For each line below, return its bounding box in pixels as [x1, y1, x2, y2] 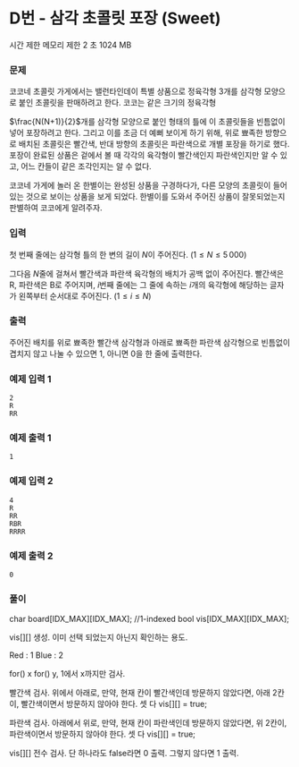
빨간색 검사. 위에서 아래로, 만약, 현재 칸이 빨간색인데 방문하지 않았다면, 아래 [9, 687, 270, 698]
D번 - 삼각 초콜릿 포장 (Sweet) [9, 8, 221, 29]
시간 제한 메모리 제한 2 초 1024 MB [9, 39, 132, 50]
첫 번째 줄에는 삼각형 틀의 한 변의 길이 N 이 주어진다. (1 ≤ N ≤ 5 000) [9, 249, 247, 260]
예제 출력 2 [9, 550, 54, 562]
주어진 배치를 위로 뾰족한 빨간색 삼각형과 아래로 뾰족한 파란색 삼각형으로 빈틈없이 [9, 337, 291, 347]
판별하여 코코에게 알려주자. [9, 202, 103, 213]
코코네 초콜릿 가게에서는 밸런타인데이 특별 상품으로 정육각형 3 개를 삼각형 [9, 86, 262, 97]
